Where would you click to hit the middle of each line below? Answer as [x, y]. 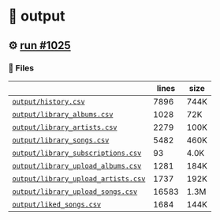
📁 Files [21, 68]
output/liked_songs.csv [57, 204]
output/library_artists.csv [65, 127]
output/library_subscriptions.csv [77, 153]
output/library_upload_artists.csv [79, 178]
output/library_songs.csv [61, 140]
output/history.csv [48, 101]
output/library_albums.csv [63, 114]
